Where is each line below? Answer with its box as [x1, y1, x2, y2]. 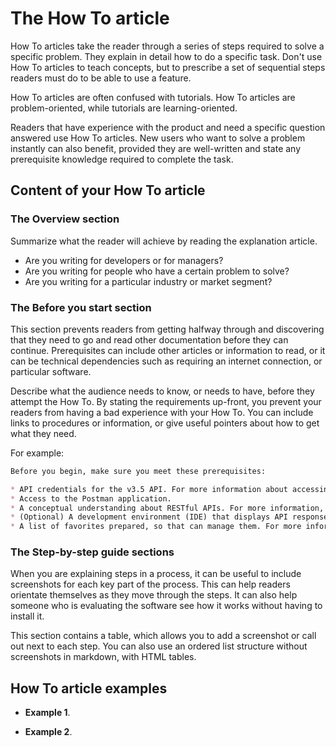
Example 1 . [24, 707, 71, 719]
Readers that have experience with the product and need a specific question [10, 121, 326, 133]
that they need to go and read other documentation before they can [10, 333, 289, 346]
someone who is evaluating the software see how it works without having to [10, 600, 323, 612]
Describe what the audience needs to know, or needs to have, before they [10, 385, 315, 397]
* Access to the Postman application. [10, 493, 172, 504]
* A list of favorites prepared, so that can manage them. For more [10, 522, 302, 532]
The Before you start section [10, 300, 152, 314]
